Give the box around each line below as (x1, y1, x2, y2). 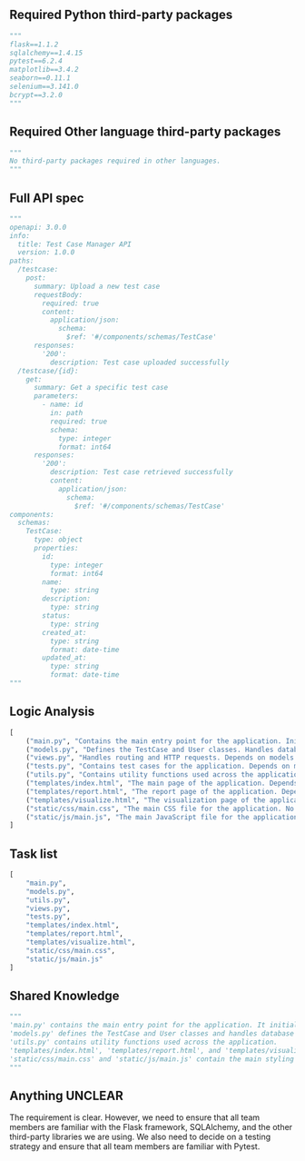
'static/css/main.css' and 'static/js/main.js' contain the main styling (9, 1054, 295, 1064)
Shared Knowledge (9, 987, 120, 1003)
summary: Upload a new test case (33, 282, 161, 291)
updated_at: (42, 653, 88, 662)
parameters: (33, 392, 79, 401)
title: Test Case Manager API (17, 240, 132, 249)
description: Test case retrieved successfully (49, 468, 233, 477)
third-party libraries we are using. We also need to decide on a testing (9, 1131, 271, 1143)
